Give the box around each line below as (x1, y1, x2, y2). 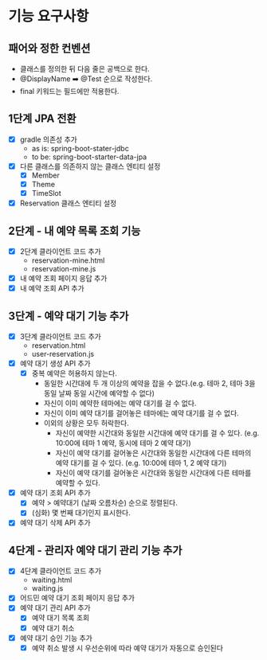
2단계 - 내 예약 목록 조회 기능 (8, 224, 141, 237)
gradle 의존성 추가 (19, 135, 77, 144)
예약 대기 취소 (31, 623, 75, 633)
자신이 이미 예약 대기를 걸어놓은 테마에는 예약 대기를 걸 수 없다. (43, 408, 239, 418)
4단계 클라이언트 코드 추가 (19, 566, 102, 576)
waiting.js (31, 584, 64, 593)
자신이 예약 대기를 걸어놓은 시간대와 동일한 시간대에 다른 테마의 (55, 448, 252, 458)
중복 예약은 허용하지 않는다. (31, 369, 117, 378)
